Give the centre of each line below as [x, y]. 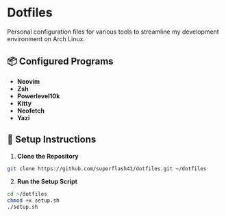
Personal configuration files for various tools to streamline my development [113, 32]
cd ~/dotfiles [27, 194]
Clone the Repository [48, 156]
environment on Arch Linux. [46, 38]
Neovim [28, 81]
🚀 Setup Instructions [52, 140]
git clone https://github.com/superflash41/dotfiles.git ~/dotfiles [107, 169]
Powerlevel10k [38, 96]
